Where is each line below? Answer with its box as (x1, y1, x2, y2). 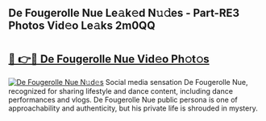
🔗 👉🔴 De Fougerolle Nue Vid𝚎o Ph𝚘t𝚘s (8, 52, 210, 66)
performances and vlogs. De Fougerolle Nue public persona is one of (8, 95, 238, 104)
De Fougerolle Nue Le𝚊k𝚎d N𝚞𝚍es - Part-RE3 (8, 6, 240, 20)
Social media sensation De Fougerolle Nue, (105, 78, 248, 87)
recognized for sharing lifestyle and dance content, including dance (8, 87, 234, 95)
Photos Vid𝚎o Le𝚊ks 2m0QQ (8, 19, 156, 33)
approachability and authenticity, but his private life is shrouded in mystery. (8, 103, 258, 113)
